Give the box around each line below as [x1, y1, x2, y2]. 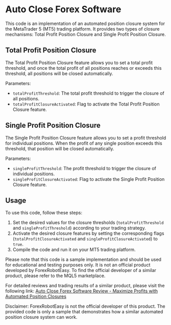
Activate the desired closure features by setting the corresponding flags [12, 230, 164, 236]
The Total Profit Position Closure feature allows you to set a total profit [5, 60, 153, 66]
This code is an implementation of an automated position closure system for [5, 20, 165, 26]
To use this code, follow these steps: [5, 210, 83, 216]
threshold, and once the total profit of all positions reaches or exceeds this [5, 65, 162, 71]
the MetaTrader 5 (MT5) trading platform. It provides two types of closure [5, 25, 160, 32]
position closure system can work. [5, 314, 78, 320]
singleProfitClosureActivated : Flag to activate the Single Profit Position [12, 176, 165, 182]
